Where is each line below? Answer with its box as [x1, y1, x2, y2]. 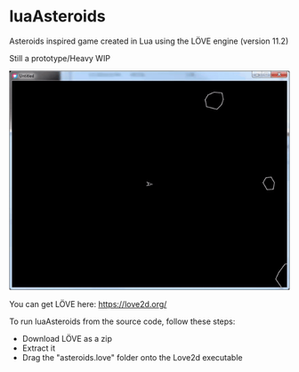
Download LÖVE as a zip [21, 333, 113, 344]
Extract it [21, 343, 56, 353]
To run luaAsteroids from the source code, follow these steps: [9, 316, 236, 327]
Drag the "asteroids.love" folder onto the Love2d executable [21, 352, 243, 362]
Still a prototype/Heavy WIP [9, 53, 111, 63]
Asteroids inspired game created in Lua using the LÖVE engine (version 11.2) [9, 36, 289, 46]
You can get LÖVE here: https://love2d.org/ [9, 298, 167, 309]
